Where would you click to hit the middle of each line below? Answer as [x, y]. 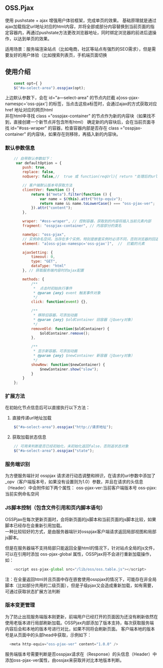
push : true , [35, 167]
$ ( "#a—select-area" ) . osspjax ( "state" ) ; [54, 451]
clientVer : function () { [49, 190]
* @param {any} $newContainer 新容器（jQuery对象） [84, 356]
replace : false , [39, 172]
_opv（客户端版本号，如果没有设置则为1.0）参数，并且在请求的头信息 [74, 482]
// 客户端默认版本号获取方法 [48, 185]
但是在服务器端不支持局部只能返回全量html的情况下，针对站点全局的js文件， [81, 548]
